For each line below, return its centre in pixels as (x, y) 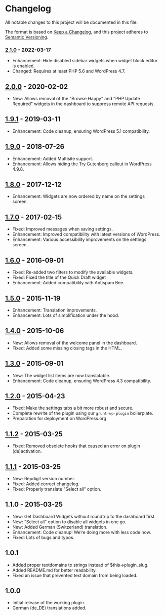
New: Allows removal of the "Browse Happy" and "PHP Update (76, 99)
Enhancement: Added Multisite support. (53, 158)
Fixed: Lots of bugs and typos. (43, 537)
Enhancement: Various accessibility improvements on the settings (79, 239)
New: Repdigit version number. (44, 478)
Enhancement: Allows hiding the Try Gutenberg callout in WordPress (82, 164)
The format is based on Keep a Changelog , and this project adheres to (77, 32)
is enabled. (23, 66)
